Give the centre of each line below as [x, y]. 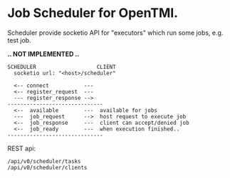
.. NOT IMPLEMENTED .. [43, 54]
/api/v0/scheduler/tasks [44, 161]
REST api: [22, 148]
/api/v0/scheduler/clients [47, 167]
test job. [19, 40]
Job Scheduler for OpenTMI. [93, 13]
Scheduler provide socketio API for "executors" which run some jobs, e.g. [115, 33]
